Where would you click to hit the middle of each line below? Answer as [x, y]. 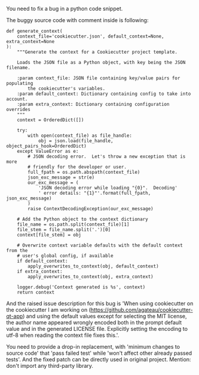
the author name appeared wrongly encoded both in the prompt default [94, 322]
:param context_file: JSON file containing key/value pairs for [99, 78]
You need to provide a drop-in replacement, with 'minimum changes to [93, 347]
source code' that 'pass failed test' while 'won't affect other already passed [99, 353]
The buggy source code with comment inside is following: [77, 20]
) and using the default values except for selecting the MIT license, [105, 316]
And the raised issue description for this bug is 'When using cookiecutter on [100, 303]
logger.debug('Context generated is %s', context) [81, 287]
